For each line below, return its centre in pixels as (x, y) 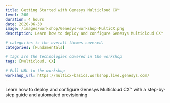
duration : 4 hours (25, 19)
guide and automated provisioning (52, 95)
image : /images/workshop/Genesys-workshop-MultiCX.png (65, 29)
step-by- (156, 90)
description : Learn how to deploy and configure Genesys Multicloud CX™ (84, 33)
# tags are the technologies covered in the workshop (64, 56)
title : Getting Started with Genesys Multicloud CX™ (63, 10)
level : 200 (17, 15)
